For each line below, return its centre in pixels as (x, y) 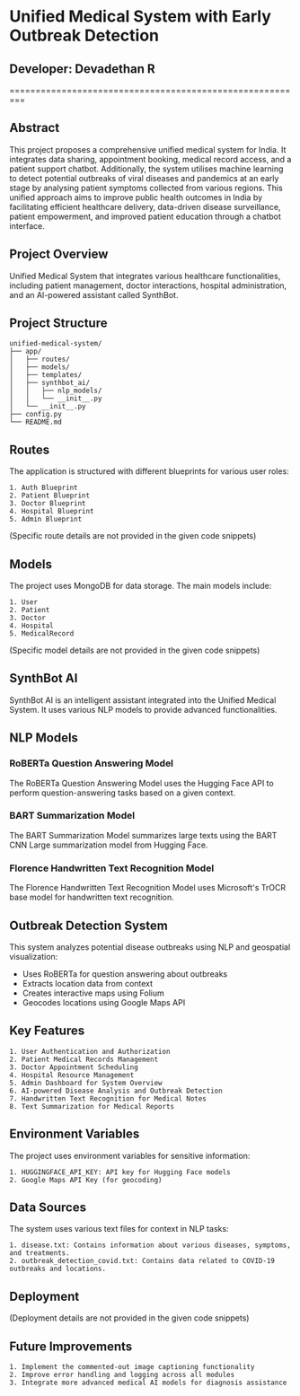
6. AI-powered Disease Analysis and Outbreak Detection (116, 1091)
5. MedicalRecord (42, 634)
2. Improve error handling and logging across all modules (122, 1375)
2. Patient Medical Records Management (84, 1059)
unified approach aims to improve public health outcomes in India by (136, 197)
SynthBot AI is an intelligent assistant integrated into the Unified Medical (143, 700)
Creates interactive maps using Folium (93, 993)
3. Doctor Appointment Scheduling (74, 1067)
